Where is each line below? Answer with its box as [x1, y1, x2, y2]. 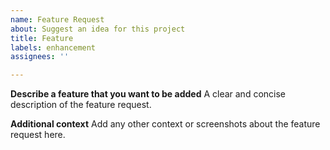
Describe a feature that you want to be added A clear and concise [10, 88, 286, 100]
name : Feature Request [10, 14, 105, 25]
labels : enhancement [10, 42, 97, 53]
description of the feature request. [10, 99, 152, 111]
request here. [10, 129, 66, 141]
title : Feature [10, 33, 74, 43]
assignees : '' [10, 52, 70, 62]
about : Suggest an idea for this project [10, 24, 186, 34]
